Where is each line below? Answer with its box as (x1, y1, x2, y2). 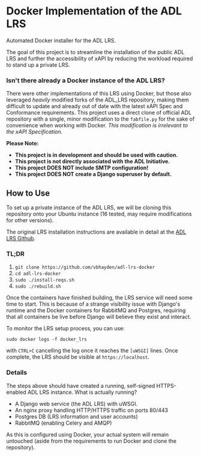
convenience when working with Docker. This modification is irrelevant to (6, 122, 188, 129)
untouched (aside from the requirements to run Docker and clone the (6, 437, 177, 444)
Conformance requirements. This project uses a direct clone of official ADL (6, 109, 192, 117)
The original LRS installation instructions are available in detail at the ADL (6, 228, 187, 235)
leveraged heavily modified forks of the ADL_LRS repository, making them (6, 96, 189, 103)
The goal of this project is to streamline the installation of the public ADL (6, 48, 185, 55)
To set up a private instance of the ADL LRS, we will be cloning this (6, 204, 172, 211)
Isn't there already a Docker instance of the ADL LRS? (6, 76, 165, 85)
